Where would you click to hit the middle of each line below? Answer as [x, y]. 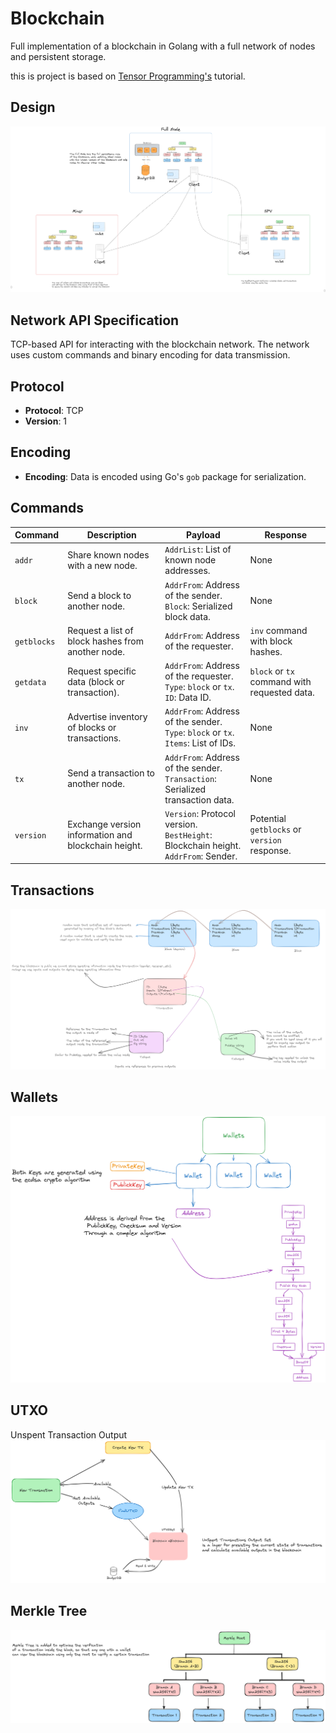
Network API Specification [95, 320]
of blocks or [92, 727]
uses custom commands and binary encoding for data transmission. [150, 355]
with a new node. [102, 565]
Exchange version [104, 824]
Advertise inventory [107, 716]
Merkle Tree [49, 1611]
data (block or [96, 681]
